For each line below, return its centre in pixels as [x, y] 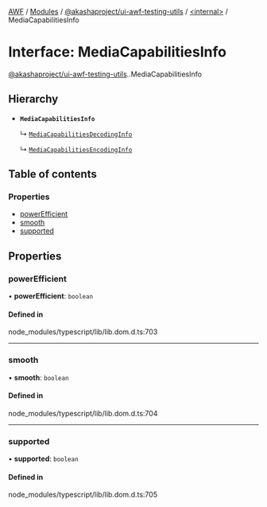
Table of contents [52, 174]
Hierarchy [33, 99]
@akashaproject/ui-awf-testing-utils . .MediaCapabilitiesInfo [105, 74]
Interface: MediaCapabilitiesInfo [117, 52]
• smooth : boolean [39, 377]
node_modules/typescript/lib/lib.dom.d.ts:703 [83, 332]
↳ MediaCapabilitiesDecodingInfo [76, 134]
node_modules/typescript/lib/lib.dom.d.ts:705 [83, 495]
